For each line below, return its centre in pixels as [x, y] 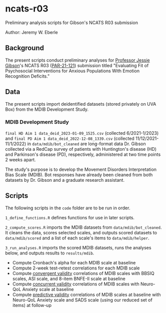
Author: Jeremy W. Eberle [32, 32]
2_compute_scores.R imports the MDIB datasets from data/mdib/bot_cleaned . [83, 227]
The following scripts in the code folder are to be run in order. [68, 208]
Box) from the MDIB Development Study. [47, 109]
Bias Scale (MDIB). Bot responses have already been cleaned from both [79, 175]
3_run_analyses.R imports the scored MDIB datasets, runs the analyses [78, 247]
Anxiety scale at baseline [48, 289]
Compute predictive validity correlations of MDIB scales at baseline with [86, 294]
